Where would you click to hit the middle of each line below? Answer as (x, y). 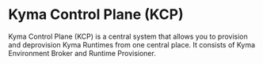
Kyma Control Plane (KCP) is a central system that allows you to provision (128, 36)
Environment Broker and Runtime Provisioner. (82, 53)
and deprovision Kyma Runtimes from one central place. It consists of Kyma (132, 44)
